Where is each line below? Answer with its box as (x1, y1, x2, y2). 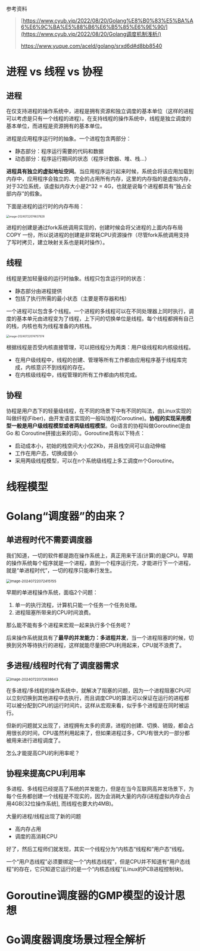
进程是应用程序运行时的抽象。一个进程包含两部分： (6, 135, 132, 142)
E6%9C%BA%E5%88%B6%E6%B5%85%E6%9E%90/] (29, 23, 168, 30)
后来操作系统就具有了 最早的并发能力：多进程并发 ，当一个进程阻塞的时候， (6, 634, 189, 641)
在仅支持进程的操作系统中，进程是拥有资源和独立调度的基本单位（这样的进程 (6, 108, 194, 114)
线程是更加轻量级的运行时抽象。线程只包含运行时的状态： (6, 274, 147, 281)
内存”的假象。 (11, 190, 46, 197)
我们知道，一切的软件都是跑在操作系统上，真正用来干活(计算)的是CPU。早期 (6, 552, 193, 559)
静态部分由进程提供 (14, 287, 62, 295)
